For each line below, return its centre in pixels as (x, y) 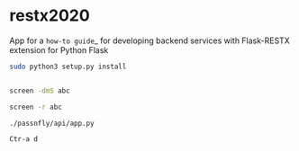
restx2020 (50, 16)
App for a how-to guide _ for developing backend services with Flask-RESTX (149, 40)
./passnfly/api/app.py (52, 123)
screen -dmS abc (40, 91)
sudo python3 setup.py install (68, 67)
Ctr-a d (24, 139)
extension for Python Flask (59, 49)
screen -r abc (36, 107)
